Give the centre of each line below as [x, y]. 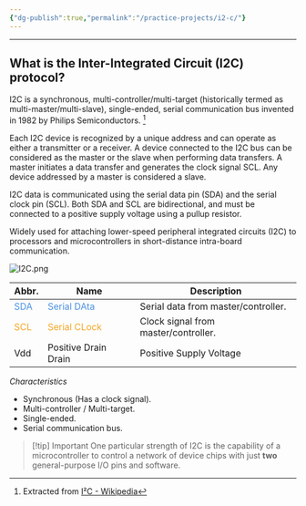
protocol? [37, 78]
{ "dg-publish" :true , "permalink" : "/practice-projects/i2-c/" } [128, 18]
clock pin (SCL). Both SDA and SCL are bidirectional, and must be [132, 204]
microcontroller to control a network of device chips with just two [154, 456]
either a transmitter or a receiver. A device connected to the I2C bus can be [151, 148]
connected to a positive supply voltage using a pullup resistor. [126, 214]
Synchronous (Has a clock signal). [87, 399]
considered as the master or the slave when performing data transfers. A [146, 158]
